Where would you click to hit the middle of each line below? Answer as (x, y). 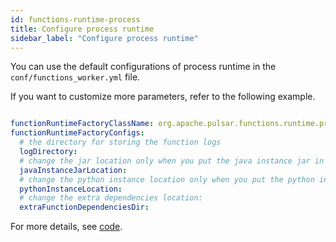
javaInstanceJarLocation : (73, 170)
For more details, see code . (66, 227)
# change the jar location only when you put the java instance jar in (172, 161)
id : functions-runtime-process (75, 19)
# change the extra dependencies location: (111, 198)
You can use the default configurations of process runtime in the (143, 67)
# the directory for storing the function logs (120, 142)
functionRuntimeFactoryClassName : (82, 124)
